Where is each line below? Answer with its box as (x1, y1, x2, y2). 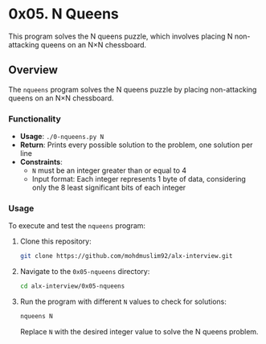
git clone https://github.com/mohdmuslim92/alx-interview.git (19, 252, 233, 260)
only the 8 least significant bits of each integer (31, 182, 186, 193)
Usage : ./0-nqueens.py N (19, 132, 104, 141)
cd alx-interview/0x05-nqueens (19, 282, 125, 290)
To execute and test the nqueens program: (8, 221, 146, 231)
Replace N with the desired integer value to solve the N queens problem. (19, 326, 259, 336)
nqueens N (19, 313, 54, 321)
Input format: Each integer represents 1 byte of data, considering (31, 174, 247, 184)
